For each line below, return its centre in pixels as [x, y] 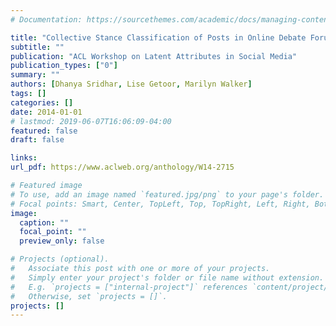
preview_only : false [62, 241]
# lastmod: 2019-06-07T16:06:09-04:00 [91, 121]
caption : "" [44, 222]
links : [24, 158]
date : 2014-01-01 [46, 112]
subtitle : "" [37, 47]
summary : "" [35, 75]
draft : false [37, 140]
